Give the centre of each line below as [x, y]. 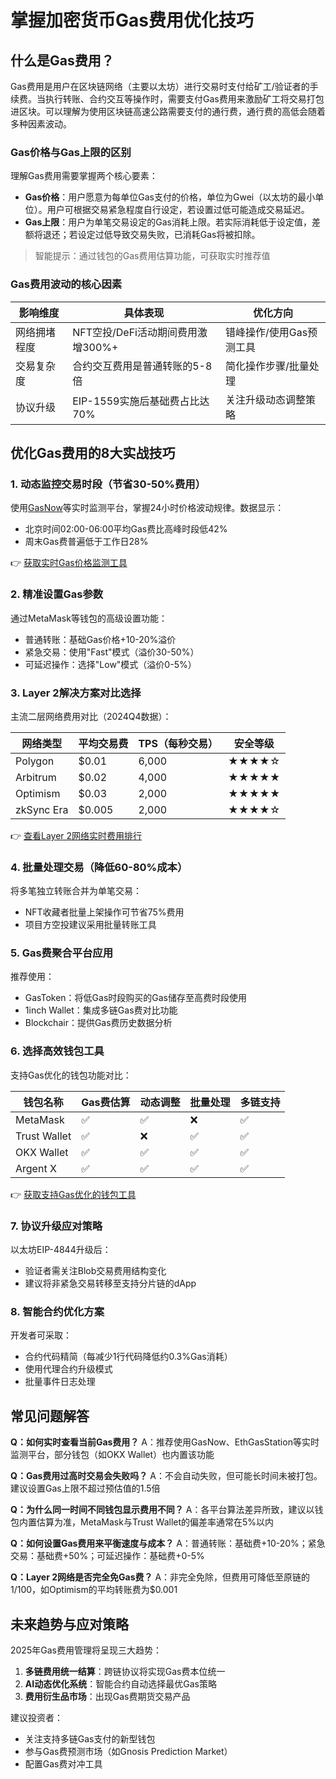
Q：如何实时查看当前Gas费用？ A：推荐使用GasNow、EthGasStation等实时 [165, 1442]
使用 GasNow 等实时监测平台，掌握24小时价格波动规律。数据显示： [147, 508]
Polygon [35, 761]
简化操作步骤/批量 [267, 366]
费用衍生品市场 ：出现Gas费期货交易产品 [107, 1696]
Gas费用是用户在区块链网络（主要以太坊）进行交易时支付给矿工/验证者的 [160, 86]
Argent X [36, 1168]
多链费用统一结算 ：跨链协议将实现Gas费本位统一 [125, 1671]
